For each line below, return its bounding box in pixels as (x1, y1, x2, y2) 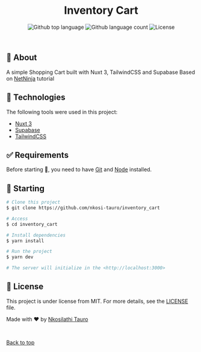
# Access (6, 216, 28, 222)
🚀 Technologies (6, 93, 66, 103)
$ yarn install (6, 238, 45, 244)
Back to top (6, 339, 35, 346)
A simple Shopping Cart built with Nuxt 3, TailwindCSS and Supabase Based (6, 68, 196, 76)
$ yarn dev (6, 254, 34, 260)
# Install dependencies (6, 232, 66, 238)
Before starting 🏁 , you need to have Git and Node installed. (6, 166, 152, 173)
